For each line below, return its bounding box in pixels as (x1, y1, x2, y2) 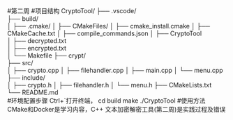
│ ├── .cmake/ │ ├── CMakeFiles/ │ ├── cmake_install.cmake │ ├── (7, 22, 211, 30)
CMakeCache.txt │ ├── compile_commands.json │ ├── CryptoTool (7, 29, 202, 37)
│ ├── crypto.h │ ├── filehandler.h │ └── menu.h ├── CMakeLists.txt (7, 81, 212, 89)
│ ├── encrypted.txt (7, 44, 67, 52)
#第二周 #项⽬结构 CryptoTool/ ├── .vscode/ (7, 7, 137, 15)
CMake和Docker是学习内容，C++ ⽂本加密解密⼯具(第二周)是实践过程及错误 (7, 105, 226, 113)
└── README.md (7, 88, 59, 96)
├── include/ (7, 74, 45, 82)
